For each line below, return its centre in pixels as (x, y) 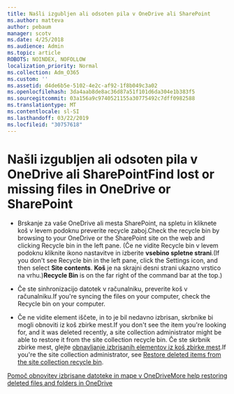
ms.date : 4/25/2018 (36, 40)
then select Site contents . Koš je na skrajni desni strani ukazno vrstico (119, 268)
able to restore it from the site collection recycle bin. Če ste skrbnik (114, 340)
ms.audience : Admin (36, 46)
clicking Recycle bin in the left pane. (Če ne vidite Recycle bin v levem (118, 245)
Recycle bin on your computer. (61, 304)
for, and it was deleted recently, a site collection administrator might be (119, 332)
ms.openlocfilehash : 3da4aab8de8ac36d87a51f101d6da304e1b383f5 (101, 92)
